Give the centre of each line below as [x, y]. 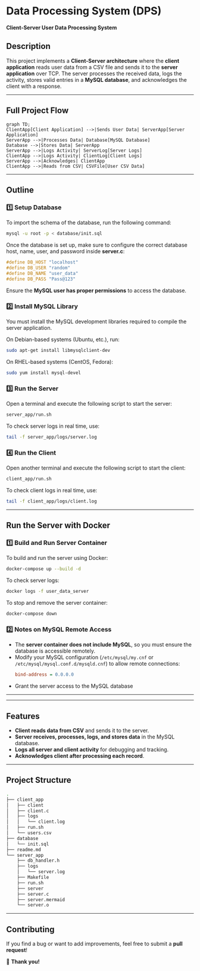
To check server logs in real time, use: [53, 426]
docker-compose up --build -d [44, 569]
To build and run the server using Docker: [57, 558]
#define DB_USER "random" [38, 268]
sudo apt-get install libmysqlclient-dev [58, 350]
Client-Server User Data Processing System [62, 27]
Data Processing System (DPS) [84, 11]
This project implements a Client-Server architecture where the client [93, 60]
